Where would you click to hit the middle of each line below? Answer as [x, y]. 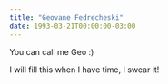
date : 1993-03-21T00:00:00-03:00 [73, 26]
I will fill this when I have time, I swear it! [84, 70]
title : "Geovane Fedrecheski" [67, 18]
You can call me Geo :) [52, 51]
